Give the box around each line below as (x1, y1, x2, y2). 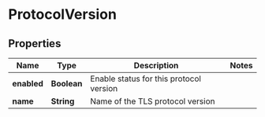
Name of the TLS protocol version (90, 96, 215, 107)
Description (133, 60, 179, 71)
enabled (12, 79, 43, 89)
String (50, 96, 75, 107)
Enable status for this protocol (90, 73, 201, 84)
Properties (8, 37, 62, 50)
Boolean (50, 79, 83, 89)
